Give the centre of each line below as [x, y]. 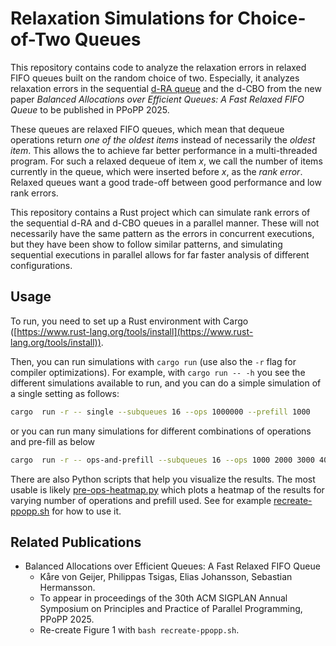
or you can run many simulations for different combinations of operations [161, 431]
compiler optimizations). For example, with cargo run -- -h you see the [158, 372]
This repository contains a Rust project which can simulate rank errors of [160, 212]
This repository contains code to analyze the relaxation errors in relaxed [158, 67]
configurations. [41, 265]
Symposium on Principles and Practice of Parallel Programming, [171, 609]
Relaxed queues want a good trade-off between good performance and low [166, 182]
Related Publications [76, 542]
